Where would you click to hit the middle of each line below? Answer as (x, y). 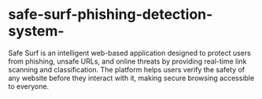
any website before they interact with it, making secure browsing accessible (131, 78)
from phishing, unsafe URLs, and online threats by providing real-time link (127, 61)
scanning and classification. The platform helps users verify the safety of (127, 69)
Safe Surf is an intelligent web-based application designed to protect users (130, 53)
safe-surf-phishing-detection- (111, 15)
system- (36, 31)
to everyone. (29, 86)
